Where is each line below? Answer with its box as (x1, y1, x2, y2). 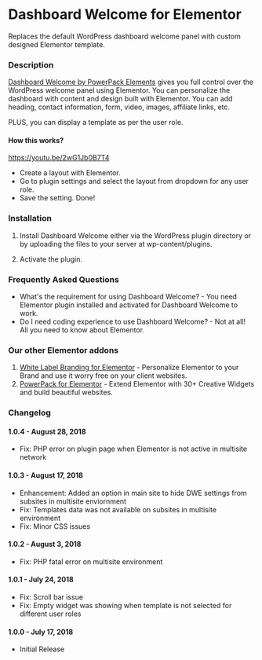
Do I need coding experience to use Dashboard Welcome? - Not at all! (19, 317, 246, 327)
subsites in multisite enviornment (19, 497, 127, 506)
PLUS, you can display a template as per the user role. (8, 118, 184, 127)
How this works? (8, 135, 64, 145)
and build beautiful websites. (19, 387, 114, 398)
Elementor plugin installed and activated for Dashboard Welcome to (19, 300, 238, 310)
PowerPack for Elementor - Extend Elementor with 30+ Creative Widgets (19, 379, 255, 389)
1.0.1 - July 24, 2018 (8, 575, 75, 585)
